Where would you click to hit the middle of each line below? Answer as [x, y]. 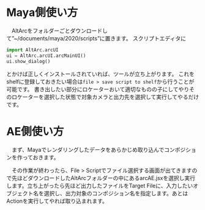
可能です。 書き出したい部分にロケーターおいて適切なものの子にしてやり [98, 89]
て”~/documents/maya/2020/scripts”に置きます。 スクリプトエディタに [96, 38]
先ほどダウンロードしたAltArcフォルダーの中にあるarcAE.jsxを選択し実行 [103, 178]
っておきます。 [41, 157]
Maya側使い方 [42, 13]
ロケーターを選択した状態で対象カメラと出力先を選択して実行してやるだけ [105, 97]
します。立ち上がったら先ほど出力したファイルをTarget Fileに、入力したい [100, 186]
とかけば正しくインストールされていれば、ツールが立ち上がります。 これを [100, 73]
